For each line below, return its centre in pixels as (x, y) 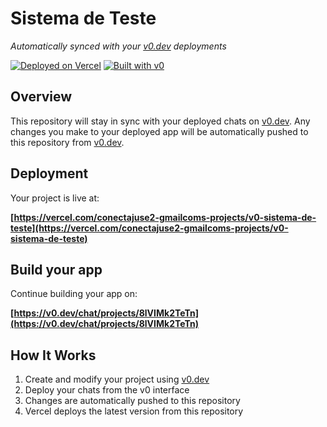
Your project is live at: (55, 198)
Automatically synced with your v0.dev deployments (118, 46)
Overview (41, 97)
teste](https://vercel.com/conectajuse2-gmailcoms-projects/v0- (149, 228)
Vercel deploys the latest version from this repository (134, 411)
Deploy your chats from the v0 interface (107, 390)
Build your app (56, 269)
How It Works (53, 355)
